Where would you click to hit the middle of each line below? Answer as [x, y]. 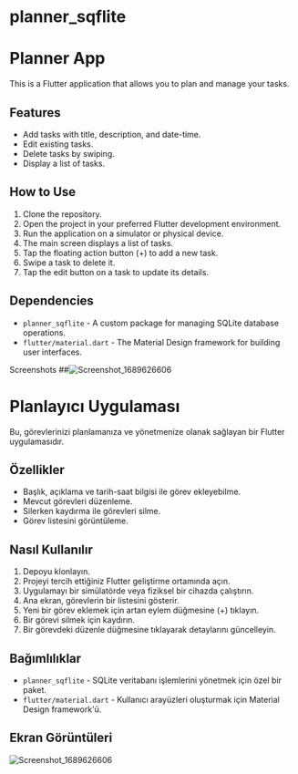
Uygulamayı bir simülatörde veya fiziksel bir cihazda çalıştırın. [138, 591]
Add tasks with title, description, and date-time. [112, 134]
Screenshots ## [40, 369]
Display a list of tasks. [64, 163]
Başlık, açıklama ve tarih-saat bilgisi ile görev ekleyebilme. [132, 492]
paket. [35, 689]
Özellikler [37, 470]
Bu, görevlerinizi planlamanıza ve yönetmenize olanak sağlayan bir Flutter [147, 431]
